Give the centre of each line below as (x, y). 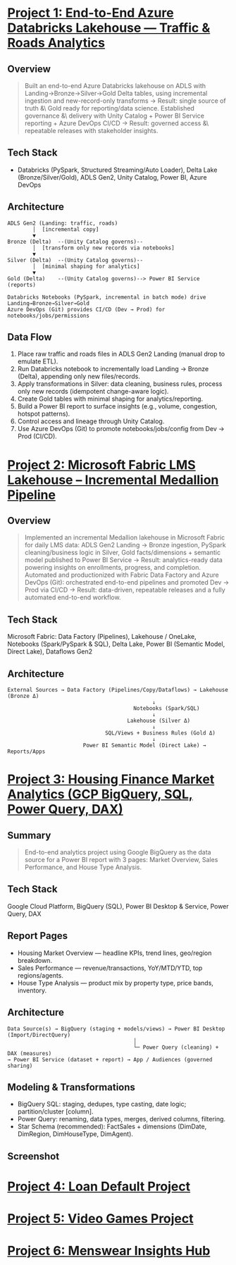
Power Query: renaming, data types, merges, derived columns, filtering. (122, 1119)
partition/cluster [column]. (55, 1111)
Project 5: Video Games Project (100, 1219)
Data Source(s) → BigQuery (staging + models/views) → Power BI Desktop (116, 1029)
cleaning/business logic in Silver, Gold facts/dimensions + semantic (122, 553)
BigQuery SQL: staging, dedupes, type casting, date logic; (102, 1104)
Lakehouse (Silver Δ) (159, 721)
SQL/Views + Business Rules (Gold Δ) (160, 733)
